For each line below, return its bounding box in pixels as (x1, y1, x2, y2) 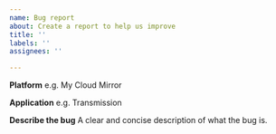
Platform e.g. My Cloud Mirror (9, 80, 122, 91)
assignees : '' (9, 47, 63, 56)
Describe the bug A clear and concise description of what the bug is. (9, 115, 268, 126)
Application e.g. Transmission (9, 97, 122, 109)
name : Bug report (9, 13, 75, 23)
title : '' (9, 30, 47, 39)
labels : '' (9, 38, 51, 48)
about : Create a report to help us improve (9, 22, 176, 31)
